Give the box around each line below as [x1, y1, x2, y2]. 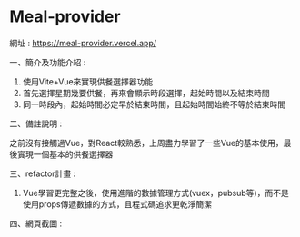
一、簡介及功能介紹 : [9, 56, 86, 67]
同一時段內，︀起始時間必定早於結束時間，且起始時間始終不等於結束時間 [22, 98, 286, 110]
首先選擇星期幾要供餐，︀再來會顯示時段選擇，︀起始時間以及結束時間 [22, 87, 270, 98]
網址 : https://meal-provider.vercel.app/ [9, 37, 157, 48]
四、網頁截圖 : [9, 218, 62, 229]
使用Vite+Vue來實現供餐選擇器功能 [22, 75, 154, 87]
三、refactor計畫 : [9, 168, 76, 179]
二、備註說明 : [9, 118, 62, 129]
